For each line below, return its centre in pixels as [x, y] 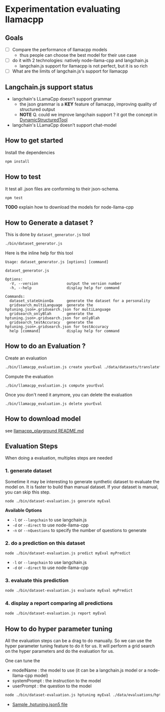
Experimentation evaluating [63, 9]
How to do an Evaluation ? [45, 346]
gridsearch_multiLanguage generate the [51, 305]
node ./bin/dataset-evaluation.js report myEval [56, 613]
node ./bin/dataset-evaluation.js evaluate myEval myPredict [69, 591]
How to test [23, 177]
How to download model [43, 419]
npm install [17, 161]
